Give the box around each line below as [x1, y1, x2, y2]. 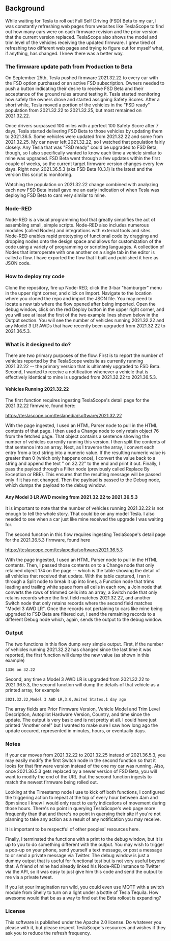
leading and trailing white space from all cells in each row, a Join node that [5, 584, 162, 590]
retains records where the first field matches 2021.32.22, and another [5, 595, 151, 601]
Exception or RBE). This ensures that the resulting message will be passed [5, 472, 161, 478]
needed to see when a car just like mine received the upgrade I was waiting [5, 516, 164, 522]
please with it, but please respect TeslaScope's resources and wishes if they [5, 925, 166, 931]
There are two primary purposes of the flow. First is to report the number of [5, 352, 164, 359]
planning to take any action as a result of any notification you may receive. [5, 816, 161, 822]
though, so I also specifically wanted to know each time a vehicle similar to [5, 150, 162, 156]
